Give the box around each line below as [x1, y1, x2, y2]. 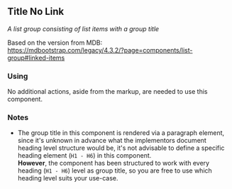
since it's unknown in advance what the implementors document [17, 136, 207, 145]
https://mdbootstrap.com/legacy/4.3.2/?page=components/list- [7, 45, 193, 54]
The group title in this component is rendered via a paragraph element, [17, 129, 225, 137]
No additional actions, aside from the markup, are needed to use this [7, 87, 208, 96]
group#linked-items [7, 53, 65, 62]
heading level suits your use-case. [17, 174, 118, 183]
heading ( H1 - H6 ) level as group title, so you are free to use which [17, 166, 213, 175]
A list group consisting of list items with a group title [7, 24, 160, 33]
